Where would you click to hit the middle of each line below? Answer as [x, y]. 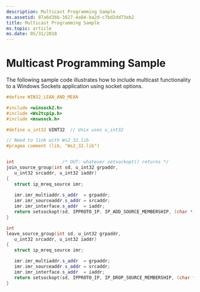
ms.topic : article [29, 28]
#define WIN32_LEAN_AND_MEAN [42, 97]
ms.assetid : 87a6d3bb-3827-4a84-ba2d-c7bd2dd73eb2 [70, 17]
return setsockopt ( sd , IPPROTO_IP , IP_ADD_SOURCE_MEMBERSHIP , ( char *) [105, 212]
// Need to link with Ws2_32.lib [48, 141]
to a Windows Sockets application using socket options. [75, 86]
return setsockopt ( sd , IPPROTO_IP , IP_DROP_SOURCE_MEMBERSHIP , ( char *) [106, 278]
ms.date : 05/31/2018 [32, 34]
